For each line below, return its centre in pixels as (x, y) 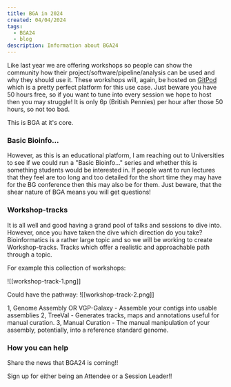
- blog (23, 39)
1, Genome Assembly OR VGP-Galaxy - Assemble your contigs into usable (112, 308)
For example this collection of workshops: (67, 268)
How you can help (38, 348)
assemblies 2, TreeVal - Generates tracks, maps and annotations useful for (113, 315)
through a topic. (30, 254)
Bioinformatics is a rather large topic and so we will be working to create (110, 239)
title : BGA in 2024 (35, 13)
